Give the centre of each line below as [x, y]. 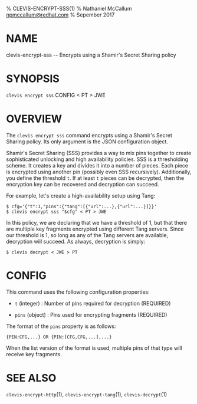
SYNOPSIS [33, 79]
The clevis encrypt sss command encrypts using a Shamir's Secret [89, 135]
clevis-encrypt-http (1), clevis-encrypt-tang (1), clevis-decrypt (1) [86, 394]
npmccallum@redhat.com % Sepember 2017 [60, 15]
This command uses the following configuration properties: [78, 292]
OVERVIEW [34, 119]
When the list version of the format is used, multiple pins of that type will [94, 348]
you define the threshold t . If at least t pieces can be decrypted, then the [95, 178]
